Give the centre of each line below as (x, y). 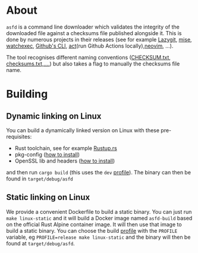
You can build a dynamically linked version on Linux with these (83, 130)
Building (27, 94)
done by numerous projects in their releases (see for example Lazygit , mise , (99, 39)
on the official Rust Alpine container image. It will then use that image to (94, 224)
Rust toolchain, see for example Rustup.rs (66, 148)
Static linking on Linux (48, 197)
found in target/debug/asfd (40, 179)
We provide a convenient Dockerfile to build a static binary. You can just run (99, 211)
